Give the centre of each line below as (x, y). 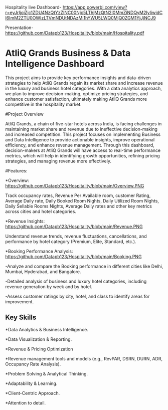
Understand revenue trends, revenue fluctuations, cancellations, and (76, 236)
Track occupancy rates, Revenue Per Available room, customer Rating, (78, 195)
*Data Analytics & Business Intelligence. (47, 329)
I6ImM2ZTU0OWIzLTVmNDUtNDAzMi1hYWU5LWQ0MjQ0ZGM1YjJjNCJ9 (81, 18)
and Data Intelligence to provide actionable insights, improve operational (80, 139)
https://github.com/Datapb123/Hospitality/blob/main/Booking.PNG (73, 256)
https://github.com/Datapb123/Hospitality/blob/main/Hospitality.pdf (75, 33)
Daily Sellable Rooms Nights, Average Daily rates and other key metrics (78, 206)
